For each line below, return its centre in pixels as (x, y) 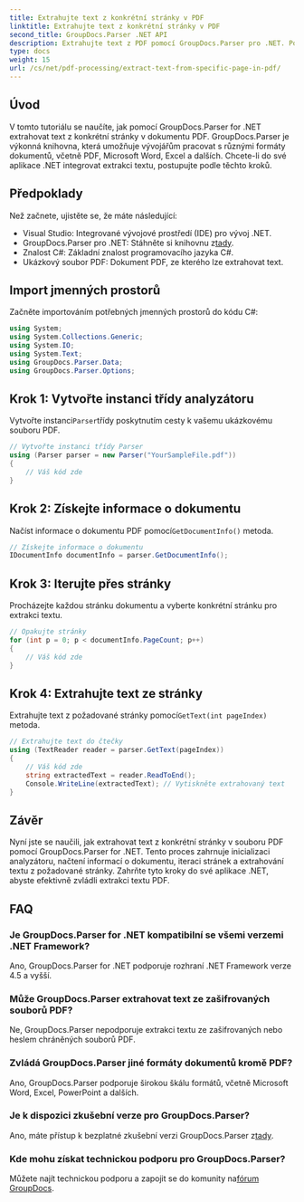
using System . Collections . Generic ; (76, 337)
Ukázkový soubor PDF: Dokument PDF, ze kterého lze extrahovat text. (153, 262)
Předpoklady (46, 194)
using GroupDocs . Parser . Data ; (66, 362)
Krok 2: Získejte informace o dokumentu (125, 509)
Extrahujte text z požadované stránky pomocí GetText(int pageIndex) (138, 715)
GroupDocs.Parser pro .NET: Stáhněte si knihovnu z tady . (128, 243)
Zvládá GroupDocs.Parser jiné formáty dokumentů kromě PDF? (151, 1063)
